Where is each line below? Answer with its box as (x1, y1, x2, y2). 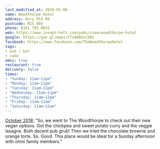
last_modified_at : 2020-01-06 (5, 7, 68, 12)
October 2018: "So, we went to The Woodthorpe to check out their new (5, 117, 151, 123)
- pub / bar (5, 49, 30, 53)
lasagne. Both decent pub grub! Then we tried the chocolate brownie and (5, 128, 156, 134)
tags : (5, 44, 16, 49)
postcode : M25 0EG (5, 21, 43, 26)
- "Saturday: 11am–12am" (5, 104, 57, 109)
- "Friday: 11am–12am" (5, 99, 52, 104)
